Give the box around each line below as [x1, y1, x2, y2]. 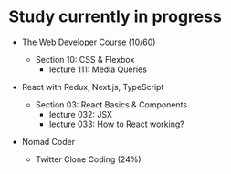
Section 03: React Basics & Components [35, 98, 188, 110]
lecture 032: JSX [48, 108, 113, 119]
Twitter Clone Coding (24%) [35, 153, 142, 165]
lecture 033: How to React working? [48, 118, 184, 129]
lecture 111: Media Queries [48, 64, 148, 75]
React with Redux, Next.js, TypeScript [21, 81, 164, 92]
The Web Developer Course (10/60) [21, 36, 156, 47]
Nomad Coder [21, 136, 75, 147]
